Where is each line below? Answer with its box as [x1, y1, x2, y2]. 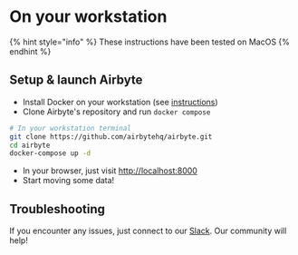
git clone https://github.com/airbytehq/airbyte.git [9, 132, 213, 142]
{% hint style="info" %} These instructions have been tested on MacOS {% [9, 36, 290, 47]
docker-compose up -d [9, 149, 91, 158]
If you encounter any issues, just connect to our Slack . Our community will [9, 225, 287, 237]
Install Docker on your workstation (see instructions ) [22, 96, 219, 107]
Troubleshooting [9, 201, 106, 217]
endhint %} [9, 45, 52, 56]
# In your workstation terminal [9, 123, 131, 132]
